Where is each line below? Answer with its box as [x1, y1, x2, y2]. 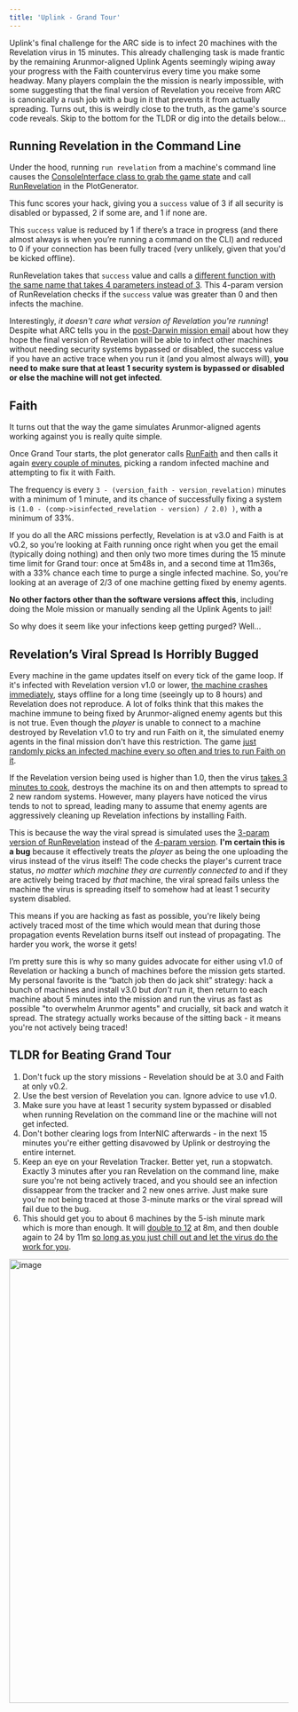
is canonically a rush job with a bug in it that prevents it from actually [9, 94, 260, 105]
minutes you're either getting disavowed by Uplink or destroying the [21, 1137, 271, 1148]
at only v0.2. [21, 1081, 68, 1091]
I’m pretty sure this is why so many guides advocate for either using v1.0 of [9, 956, 284, 967]
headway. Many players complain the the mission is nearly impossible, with [9, 75, 284, 85]
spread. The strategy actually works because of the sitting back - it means [9, 1013, 282, 1024]
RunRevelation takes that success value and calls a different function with [9, 270, 277, 281]
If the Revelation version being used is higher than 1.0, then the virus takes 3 [9, 773, 288, 783]
